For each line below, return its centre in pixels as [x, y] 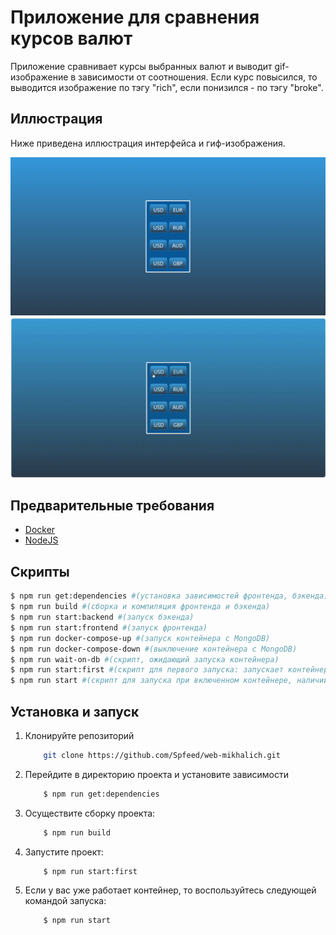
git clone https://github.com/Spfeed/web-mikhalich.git [162, 755]
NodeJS [41, 540]
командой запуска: [65, 901]
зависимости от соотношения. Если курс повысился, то [198, 77]
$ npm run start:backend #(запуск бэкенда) [102, 617]
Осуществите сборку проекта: [90, 813]
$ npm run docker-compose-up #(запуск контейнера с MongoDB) [140, 638]
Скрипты [40, 571]
